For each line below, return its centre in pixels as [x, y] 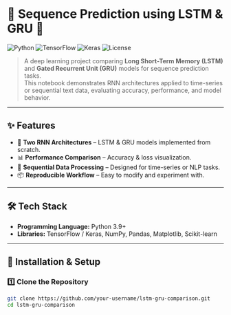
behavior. [37, 97]
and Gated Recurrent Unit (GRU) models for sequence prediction [116, 68]
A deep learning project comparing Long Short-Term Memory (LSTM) [123, 61]
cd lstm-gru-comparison [41, 305]
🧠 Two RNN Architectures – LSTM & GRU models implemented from [114, 142]
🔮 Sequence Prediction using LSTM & [115, 14]
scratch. [29, 149]
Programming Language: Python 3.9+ [71, 226]
